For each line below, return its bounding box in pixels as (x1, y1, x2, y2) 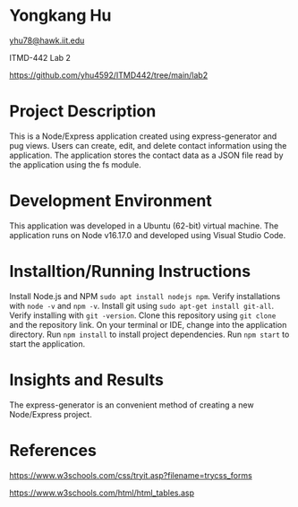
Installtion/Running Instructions (9, 262, 251, 281)
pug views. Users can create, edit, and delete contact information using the (9, 140, 287, 150)
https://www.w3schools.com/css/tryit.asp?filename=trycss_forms (9, 469, 252, 480)
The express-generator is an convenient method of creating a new (9, 400, 254, 410)
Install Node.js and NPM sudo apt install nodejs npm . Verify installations (9, 290, 281, 301)
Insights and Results (9, 369, 164, 390)
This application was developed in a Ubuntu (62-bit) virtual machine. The (9, 220, 279, 231)
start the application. (9, 338, 86, 349)
